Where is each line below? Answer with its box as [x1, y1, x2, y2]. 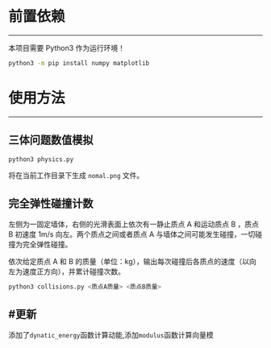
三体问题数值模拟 [8, 134, 94, 147]
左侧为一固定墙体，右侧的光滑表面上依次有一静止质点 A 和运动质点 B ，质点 [8, 219, 260, 230]
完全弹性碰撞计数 [8, 197, 94, 210]
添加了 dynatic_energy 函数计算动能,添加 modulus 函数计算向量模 [8, 329, 214, 339]
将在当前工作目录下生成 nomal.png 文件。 [8, 171, 144, 180]
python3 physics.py [8, 155, 74, 164]
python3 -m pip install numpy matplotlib [8, 59, 150, 67]
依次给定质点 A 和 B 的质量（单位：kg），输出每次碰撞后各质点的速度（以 [8, 257, 250, 267]
